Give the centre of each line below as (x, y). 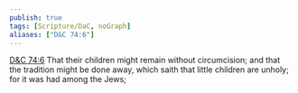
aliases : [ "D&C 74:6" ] (52, 34)
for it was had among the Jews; (68, 79)
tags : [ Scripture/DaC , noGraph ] (70, 26)
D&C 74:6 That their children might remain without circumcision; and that (145, 60)
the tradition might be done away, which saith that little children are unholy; (149, 70)
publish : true (36, 18)
